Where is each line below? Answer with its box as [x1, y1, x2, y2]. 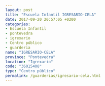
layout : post [5, 7, 33, 13]
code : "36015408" [5, 64, 42, 69]
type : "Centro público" [5, 69, 56, 74]
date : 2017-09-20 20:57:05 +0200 [5, 17, 76, 22]
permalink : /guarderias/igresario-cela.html [5, 73, 101, 78]
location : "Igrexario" [5, 59, 53, 64]
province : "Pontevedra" [5, 54, 56, 60]
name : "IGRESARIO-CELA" [5, 50, 56, 55]
